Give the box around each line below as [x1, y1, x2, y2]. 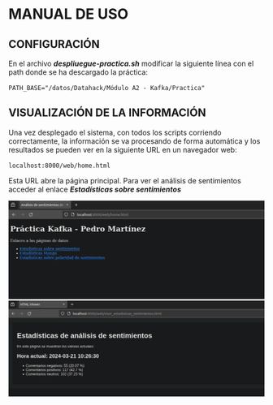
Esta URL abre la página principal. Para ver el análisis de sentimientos [8, 175, 241, 185]
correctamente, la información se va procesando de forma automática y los [8, 136, 261, 146]
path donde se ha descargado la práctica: [8, 67, 149, 77]
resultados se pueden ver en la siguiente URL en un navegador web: [8, 144, 237, 154]
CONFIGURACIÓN [8, 37, 100, 51]
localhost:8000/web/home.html [8, 162, 111, 170]
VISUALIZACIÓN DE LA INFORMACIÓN [8, 106, 206, 120]
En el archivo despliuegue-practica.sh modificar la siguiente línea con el [8, 58, 254, 68]
